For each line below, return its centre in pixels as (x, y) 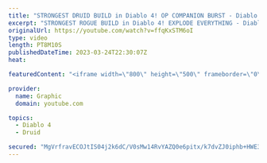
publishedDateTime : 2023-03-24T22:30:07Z (78, 52)
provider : (25, 88)
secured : (23, 147)
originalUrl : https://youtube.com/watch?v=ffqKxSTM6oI (101, 30)
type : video (28, 38)
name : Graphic (39, 96)
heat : (17, 60)
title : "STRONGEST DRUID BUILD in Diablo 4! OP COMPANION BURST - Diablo (133, 16)
